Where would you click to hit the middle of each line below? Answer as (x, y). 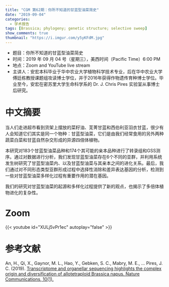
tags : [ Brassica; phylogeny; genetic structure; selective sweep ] (76, 29)
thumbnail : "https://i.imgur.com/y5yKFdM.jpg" (55, 38)
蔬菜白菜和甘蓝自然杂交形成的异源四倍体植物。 (54, 140)
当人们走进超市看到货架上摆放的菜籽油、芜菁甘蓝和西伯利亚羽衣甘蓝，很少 (82, 127)
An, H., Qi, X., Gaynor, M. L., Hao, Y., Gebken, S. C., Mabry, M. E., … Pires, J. (84, 263)
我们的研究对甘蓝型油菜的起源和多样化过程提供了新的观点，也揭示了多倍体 (82, 186)
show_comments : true (27, 33)
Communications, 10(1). (29, 279)
